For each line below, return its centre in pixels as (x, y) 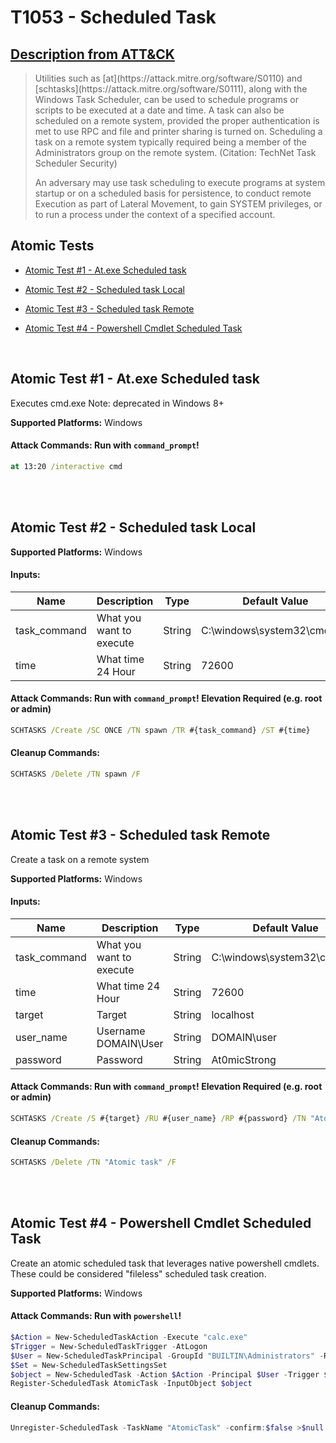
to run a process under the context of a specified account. (155, 214)
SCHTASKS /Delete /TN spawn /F (75, 774)
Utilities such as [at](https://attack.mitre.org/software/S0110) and (168, 78)
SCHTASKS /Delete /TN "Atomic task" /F (93, 1162)
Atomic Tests (52, 246)
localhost (233, 1014)
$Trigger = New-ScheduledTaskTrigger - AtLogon (109, 1346)
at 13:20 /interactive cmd (66, 466)
